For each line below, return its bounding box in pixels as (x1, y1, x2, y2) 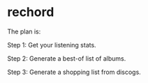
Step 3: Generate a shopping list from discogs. (7, 68, 141, 76)
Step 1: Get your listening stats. (7, 40, 96, 49)
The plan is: (7, 27, 41, 36)
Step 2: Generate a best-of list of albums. (7, 54, 126, 63)
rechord (7, 4, 54, 20)
